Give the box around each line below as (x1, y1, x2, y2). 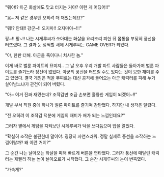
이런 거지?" (29, 140, 51, 145)
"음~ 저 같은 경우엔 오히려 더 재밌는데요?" (5, 15, 85, 21)
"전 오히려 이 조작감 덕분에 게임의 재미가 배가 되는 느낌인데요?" (5, 113, 125, 118)
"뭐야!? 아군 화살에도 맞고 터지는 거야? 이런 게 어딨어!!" (5, 4, 110, 10)
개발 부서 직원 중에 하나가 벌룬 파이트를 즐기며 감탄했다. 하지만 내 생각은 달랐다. (5, 102, 157, 108)
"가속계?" (5, 167, 24, 172)
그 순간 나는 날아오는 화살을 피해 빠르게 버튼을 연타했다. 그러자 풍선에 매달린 (5, 150, 151, 156)
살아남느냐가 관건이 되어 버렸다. (5, 81, 66, 87)
